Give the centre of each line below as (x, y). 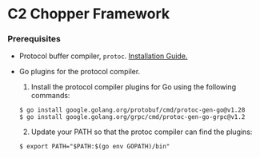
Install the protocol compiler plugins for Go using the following (134, 87)
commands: (50, 96)
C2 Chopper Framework (88, 14)
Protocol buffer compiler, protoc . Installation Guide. (103, 56)
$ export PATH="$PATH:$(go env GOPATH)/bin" (94, 147)
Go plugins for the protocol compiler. (80, 72)
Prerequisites (34, 39)
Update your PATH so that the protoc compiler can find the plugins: (142, 132)
